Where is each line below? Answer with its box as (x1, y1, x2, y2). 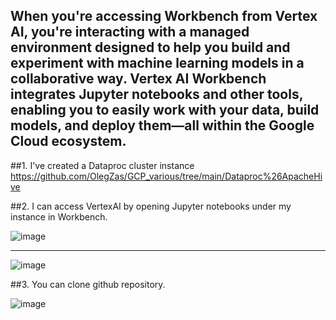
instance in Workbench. (10, 210, 108, 223)
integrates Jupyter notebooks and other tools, (10, 86, 304, 103)
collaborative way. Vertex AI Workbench (10, 70, 267, 88)
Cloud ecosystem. (10, 133, 127, 150)
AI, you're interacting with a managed (10, 24, 250, 41)
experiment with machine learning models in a (10, 55, 305, 72)
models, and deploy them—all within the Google (10, 117, 315, 134)
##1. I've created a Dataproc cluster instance (10, 159, 195, 171)
